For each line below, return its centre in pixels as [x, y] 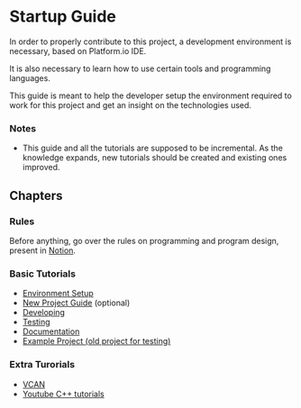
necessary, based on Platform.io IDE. [78, 50]
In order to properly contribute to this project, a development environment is [150, 41]
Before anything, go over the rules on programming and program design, [144, 240]
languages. [30, 77]
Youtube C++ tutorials [64, 394]
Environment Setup [58, 294]
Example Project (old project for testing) [96, 341]
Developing [44, 313]
